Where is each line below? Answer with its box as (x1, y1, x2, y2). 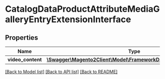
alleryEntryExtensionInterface (5, 14, 131, 25)
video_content (7, 56, 42, 63)
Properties (5, 33, 38, 42)
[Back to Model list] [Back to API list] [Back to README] (5, 69, 118, 75)
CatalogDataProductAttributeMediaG (5, 3, 160, 15)
